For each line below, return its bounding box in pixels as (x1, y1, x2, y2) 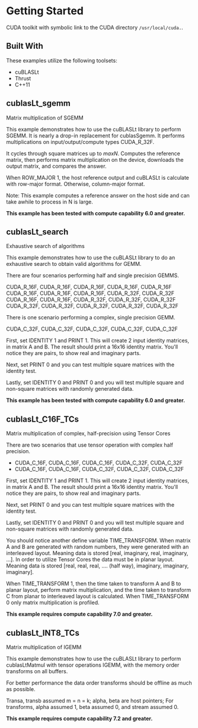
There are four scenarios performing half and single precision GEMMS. (6, 272, 179, 279)
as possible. (6, 686, 36, 692)
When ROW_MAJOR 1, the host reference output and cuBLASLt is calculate (6, 174, 190, 181)
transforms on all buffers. (6, 668, 68, 674)
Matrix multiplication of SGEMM (6, 114, 84, 121)
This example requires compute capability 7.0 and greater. (6, 611, 153, 618)
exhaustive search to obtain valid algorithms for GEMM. (6, 261, 142, 268)
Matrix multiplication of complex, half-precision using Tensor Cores (6, 430, 171, 437)
